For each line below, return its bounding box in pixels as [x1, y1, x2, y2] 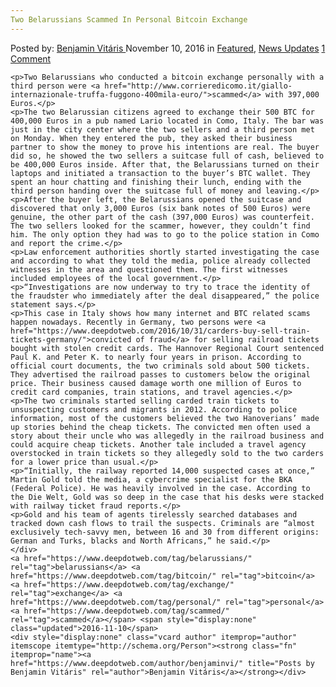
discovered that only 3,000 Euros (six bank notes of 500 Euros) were [10, 203, 311, 213]
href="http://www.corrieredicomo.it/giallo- [104, 81, 293, 91]
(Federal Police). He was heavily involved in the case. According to [10, 483, 311, 493]
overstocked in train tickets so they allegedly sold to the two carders [10, 448, 325, 458]
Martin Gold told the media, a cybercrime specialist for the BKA [10, 474, 293, 485]
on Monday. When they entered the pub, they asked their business [10, 133, 293, 143]
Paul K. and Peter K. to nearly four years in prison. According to [10, 352, 302, 362]
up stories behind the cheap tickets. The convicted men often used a [10, 422, 311, 432]
